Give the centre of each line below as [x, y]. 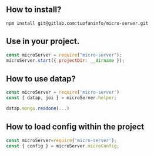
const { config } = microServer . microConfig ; [63, 146]
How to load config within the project [75, 127]
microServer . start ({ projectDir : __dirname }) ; [66, 60]
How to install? [34, 10]
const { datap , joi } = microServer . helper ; [61, 98]
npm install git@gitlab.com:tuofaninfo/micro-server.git [77, 23]
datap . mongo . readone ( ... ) [38, 108]
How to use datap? [41, 79]
